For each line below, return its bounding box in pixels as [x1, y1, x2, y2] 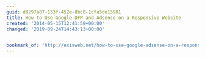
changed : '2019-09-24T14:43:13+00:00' [6, 26, 105, 32]
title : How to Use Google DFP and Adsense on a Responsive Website [6, 15, 182, 21]
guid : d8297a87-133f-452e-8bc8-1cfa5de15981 [6, 9, 121, 15]
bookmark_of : [6, 42, 40, 49]
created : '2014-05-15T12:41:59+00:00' [6, 20, 105, 26]
